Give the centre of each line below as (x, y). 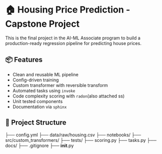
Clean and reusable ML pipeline (45, 74)
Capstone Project (42, 24)
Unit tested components (38, 101)
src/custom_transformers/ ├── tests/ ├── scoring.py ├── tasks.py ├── (81, 140)
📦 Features (24, 60)
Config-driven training (36, 80)
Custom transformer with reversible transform (60, 85)
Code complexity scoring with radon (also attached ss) (68, 96)
